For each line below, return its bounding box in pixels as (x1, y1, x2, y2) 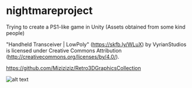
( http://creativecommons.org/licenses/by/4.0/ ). (6, 53, 120, 60)
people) (6, 29, 25, 36)
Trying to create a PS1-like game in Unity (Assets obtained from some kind (6, 23, 186, 30)
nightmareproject (6, 4, 93, 17)
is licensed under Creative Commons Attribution (6, 47, 122, 54)
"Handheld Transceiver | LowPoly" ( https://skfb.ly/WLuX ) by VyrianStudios (6, 41, 187, 48)
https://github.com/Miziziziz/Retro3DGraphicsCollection (6, 64, 142, 71)
